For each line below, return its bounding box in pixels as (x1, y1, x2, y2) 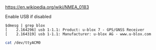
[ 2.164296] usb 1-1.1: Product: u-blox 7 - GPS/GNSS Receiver (5, 27, 145, 32)
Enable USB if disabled (5, 14, 52, 19)
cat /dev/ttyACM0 (5, 40, 41, 45)
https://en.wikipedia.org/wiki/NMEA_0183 (5, 4, 89, 10)
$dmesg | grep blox (5, 23, 45, 28)
